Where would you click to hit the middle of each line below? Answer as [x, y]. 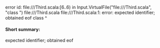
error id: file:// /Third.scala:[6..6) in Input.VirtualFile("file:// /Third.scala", [78, 7]
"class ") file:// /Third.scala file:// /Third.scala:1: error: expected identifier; [80, 12]
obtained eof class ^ [26, 18]
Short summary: [23, 29]
